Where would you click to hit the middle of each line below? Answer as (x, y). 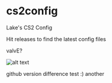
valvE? (14, 50)
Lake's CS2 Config (29, 27)
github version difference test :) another (55, 73)
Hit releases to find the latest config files (56, 39)
